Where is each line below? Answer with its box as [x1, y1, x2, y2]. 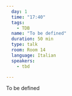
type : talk [11, 42, 38, 48]
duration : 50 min [11, 36, 54, 42]
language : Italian [11, 52, 57, 58]
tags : [11, 19, 25, 25]
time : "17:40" [11, 14, 46, 20]
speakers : [11, 58, 35, 64]
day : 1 [11, 8, 28, 15]
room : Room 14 [11, 47, 46, 53]
